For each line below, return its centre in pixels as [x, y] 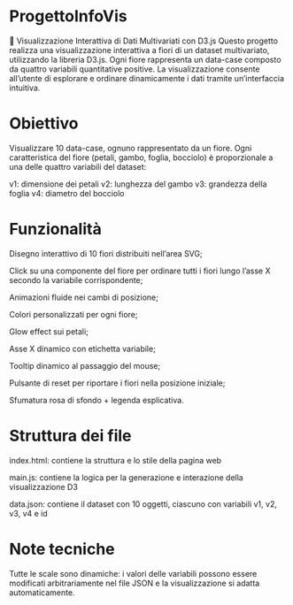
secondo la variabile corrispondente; [76, 280]
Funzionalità [55, 230]
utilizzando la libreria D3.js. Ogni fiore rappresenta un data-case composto [145, 59]
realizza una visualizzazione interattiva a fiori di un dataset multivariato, [139, 50]
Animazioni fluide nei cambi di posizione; [84, 297]
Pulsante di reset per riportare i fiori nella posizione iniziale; [117, 383]
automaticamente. [42, 592]
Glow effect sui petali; [49, 331]
